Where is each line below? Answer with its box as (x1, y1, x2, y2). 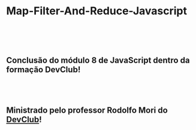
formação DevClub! (6, 64, 81, 75)
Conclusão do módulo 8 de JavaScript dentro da (6, 55, 190, 65)
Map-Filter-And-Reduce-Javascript (6, 4, 188, 18)
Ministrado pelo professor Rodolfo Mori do (6, 105, 168, 115)
